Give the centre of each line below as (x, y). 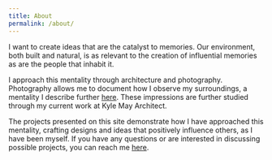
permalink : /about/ (41, 24)
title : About (30, 16)
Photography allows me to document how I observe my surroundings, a (128, 88)
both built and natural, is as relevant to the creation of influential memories (133, 55)
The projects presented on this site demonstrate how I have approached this (136, 121)
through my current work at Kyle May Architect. (88, 106)
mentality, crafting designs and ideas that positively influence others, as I (131, 130)
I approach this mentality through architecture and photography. (116, 80)
